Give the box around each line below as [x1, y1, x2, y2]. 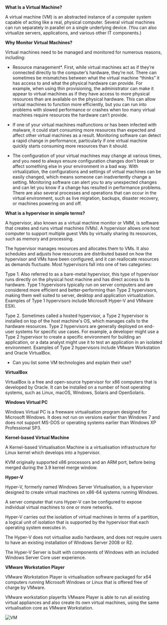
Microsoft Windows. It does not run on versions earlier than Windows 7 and [5, 414, 160, 420]
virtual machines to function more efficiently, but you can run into [12, 101, 147, 107]
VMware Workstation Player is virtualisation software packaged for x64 [5, 574, 152, 579]
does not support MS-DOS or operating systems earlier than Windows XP [5, 419, 157, 425]
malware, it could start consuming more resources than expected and [12, 127, 156, 133]
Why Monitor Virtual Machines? [5, 39, 73, 45]
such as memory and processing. [5, 236, 74, 241]
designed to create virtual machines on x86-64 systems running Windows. [5, 489, 159, 495]
